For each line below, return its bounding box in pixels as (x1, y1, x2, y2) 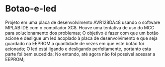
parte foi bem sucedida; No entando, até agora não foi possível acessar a (5, 51, 156, 57)
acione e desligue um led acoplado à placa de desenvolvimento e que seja (5, 35, 158, 41)
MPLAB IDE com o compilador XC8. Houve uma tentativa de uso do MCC (5, 24, 155, 30)
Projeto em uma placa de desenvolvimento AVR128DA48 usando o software (5, 19, 161, 25)
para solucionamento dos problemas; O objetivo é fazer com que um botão (5, 30, 159, 36)
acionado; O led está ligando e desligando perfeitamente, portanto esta (5, 46, 152, 52)
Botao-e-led (5, 3, 57, 14)
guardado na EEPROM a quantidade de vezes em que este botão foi (5, 40, 144, 46)
